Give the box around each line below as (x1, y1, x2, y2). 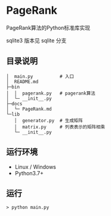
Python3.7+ (14, 169, 44, 177)
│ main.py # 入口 (6, 73, 75, 80)
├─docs (6, 101, 23, 107)
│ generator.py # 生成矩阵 (14, 117, 84, 123)
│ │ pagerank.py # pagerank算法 (6, 90, 95, 96)
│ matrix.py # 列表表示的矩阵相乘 (14, 124, 106, 130)
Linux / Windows (14, 163, 57, 171)
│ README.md (6, 78, 39, 84)
